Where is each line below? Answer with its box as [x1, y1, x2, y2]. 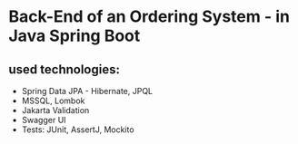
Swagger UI [21, 115, 66, 125]
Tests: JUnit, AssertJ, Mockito [21, 124, 134, 135]
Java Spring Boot [8, 25, 141, 46]
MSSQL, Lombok [21, 95, 85, 106]
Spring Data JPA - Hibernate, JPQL [21, 86, 154, 96]
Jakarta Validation [21, 105, 90, 115]
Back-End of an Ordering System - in [8, 6, 290, 27]
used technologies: [8, 62, 120, 77]
